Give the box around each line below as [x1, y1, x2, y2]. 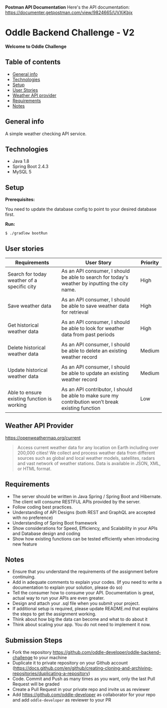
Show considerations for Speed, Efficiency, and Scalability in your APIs [12, 525, 158, 531]
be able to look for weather [61, 325, 124, 332]
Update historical [7, 366, 48, 373]
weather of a [7, 277, 37, 284]
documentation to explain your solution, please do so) [12, 584, 123, 590]
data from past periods [61, 331, 115, 338]
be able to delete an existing [61, 348, 127, 354]
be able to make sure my [61, 392, 119, 399]
